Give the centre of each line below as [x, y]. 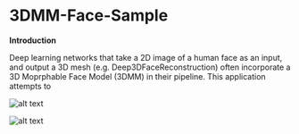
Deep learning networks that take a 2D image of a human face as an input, [146, 57]
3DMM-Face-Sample [89, 16]
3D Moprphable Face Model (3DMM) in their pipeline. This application [137, 76]
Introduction [33, 40]
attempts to [30, 86]
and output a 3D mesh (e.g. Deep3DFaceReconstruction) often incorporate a [150, 67]
